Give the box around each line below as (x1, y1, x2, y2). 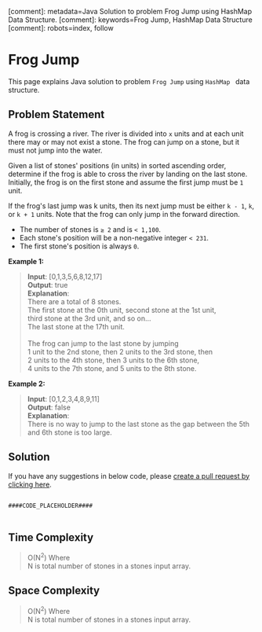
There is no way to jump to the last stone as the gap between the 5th (27, 419, 249, 428)
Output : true (27, 280, 68, 289)
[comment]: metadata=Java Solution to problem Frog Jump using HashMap (8, 7, 253, 16)
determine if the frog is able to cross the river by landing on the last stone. (8, 169, 248, 178)
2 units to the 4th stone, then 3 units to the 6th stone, (27, 355, 200, 365)
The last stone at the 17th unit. (27, 322, 126, 331)
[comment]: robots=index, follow (8, 24, 114, 32)
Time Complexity (8, 531, 94, 544)
